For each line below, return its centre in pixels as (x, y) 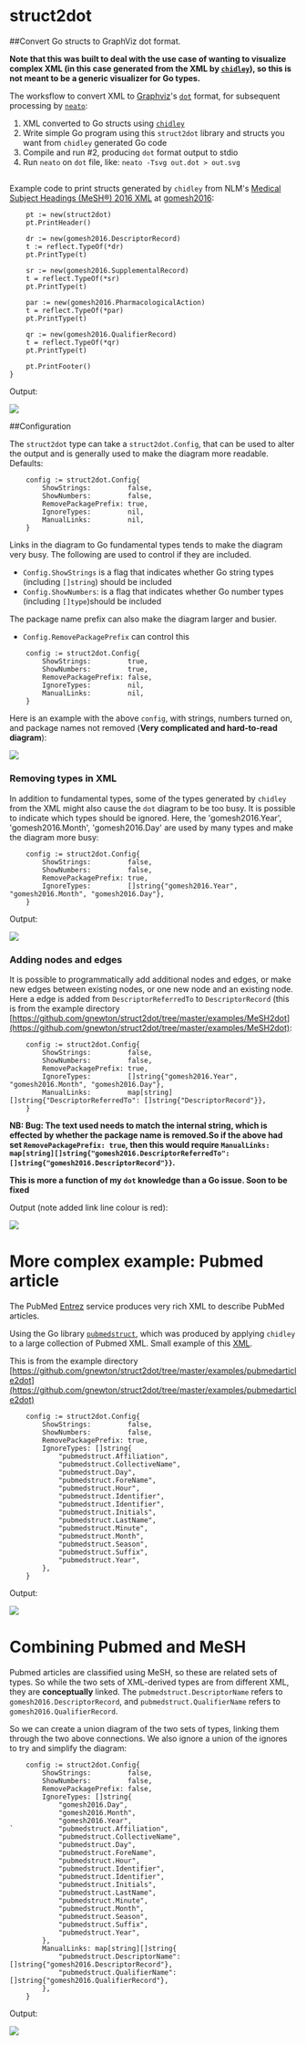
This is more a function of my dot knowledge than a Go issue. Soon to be (149, 1180)
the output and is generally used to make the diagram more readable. (139, 454)
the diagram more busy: (54, 837)
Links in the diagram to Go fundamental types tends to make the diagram (146, 545)
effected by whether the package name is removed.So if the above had (146, 1135)
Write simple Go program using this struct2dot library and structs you (153, 132)
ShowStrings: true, (95, 662)
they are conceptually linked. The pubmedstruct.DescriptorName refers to (146, 1691)
